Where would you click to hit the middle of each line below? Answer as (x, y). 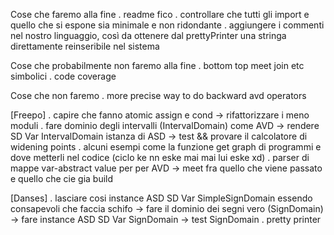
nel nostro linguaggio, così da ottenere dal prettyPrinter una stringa (148, 35)
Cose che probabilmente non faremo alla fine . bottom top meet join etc (157, 65)
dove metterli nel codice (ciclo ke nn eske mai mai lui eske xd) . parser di (160, 157)
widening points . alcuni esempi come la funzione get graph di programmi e (166, 147)
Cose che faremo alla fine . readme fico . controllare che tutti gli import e (160, 14)
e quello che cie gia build (62, 178)
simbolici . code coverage (63, 76)
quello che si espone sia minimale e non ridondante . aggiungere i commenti (167, 25)
